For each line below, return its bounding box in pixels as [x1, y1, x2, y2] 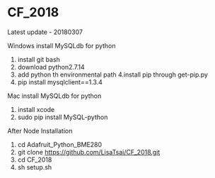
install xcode [17, 105, 55, 113]
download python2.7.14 [17, 62, 85, 71]
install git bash [17, 55, 60, 64]
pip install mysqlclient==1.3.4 [17, 77, 103, 86]
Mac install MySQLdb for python [7, 91, 102, 100]
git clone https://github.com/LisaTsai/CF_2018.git [17, 148, 161, 156]
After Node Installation [7, 126, 73, 135]
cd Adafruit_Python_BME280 [17, 140, 103, 149]
